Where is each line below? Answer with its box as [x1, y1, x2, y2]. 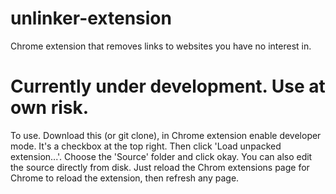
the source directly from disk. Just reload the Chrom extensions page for [10, 161, 310, 173]
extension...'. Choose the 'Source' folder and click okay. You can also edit [10, 150, 313, 162]
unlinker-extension [10, 7, 172, 30]
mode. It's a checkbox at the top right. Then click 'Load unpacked [10, 140, 282, 152]
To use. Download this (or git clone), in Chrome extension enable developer [10, 129, 322, 141]
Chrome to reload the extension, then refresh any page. [10, 172, 240, 184]
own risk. [10, 97, 90, 119]
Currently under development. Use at [10, 75, 326, 98]
